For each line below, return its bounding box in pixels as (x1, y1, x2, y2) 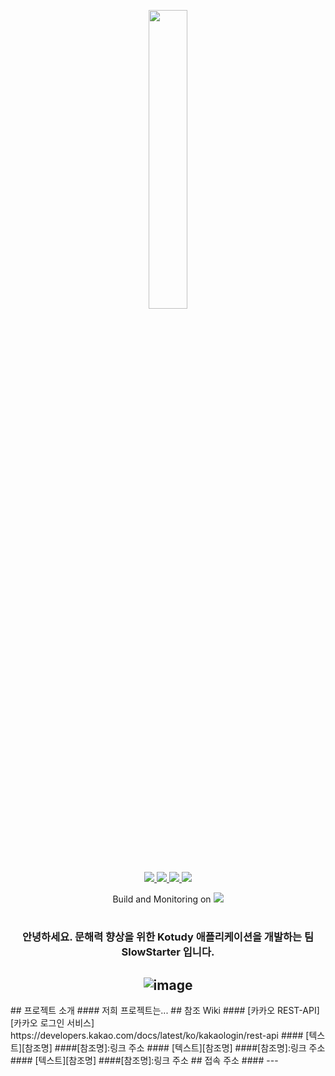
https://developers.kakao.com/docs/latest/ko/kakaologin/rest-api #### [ (10, 1030, 310, 1041)
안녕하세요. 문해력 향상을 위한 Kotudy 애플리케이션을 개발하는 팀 (21, 930, 314, 944)
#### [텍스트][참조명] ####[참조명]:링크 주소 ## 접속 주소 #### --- (10, 1055, 279, 1066)
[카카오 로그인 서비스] (10, 1017, 95, 1029)
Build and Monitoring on (112, 893, 212, 905)
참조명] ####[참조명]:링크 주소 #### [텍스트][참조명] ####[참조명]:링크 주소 (24, 1042, 326, 1054)
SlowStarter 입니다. (121, 945, 215, 959)
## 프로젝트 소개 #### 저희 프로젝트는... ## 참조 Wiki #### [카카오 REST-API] (10, 1005, 320, 1016)
